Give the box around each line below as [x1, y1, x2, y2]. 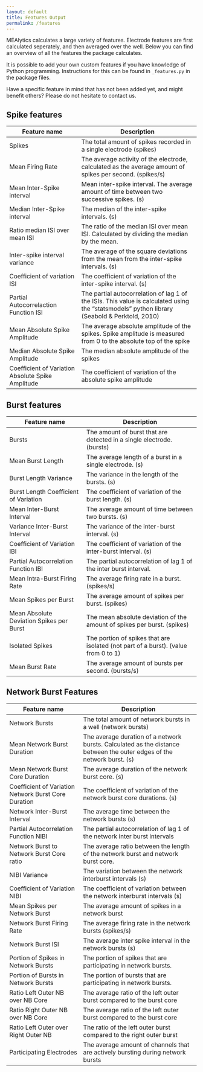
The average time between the [83, 807, 170, 815]
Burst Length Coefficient [9, 487, 79, 496]
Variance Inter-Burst [9, 522, 68, 530]
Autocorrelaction [9, 301, 57, 309]
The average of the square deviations [81, 247, 187, 255]
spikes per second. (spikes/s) [81, 170, 166, 179]
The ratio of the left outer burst [83, 1023, 170, 1032]
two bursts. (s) [86, 513, 128, 521]
